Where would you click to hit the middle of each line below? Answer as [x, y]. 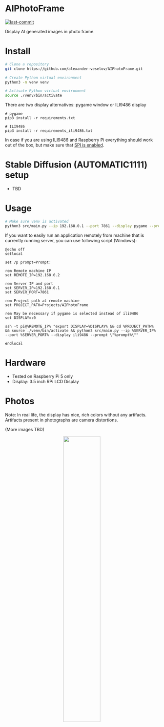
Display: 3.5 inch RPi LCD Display [45, 381]
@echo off [15, 249]
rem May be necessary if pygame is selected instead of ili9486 [72, 313]
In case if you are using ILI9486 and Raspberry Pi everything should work [79, 140]
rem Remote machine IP [28, 271]
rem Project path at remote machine [42, 301]
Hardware [25, 363]
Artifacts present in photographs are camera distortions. [61, 420]
